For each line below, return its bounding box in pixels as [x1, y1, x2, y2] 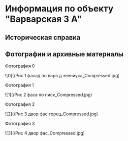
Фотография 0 [5, 63, 35, 69]
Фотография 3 [5, 121, 35, 127]
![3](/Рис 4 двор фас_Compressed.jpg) [5, 130, 85, 136]
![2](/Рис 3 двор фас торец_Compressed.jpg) [5, 111, 98, 117]
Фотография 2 [5, 101, 35, 107]
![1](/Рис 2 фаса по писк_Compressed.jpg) [5, 92, 93, 98]
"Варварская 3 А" [5, 13, 82, 25]
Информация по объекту [5, 3, 114, 14]
